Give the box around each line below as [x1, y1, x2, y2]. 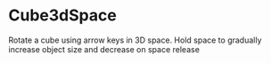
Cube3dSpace [8, 5, 117, 26]
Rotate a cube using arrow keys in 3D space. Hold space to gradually [8, 35, 262, 45]
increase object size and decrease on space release [8, 43, 200, 54]
